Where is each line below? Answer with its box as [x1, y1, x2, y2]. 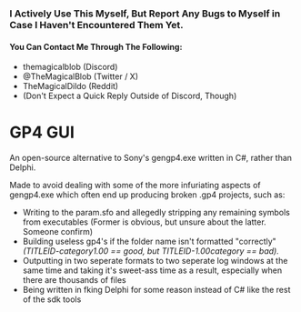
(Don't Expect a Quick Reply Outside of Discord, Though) [22, 90, 237, 102]
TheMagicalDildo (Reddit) [22, 81, 119, 92]
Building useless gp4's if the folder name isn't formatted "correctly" [22, 236, 277, 247]
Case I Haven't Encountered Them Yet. [9, 18, 184, 31]
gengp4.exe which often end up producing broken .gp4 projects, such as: [9, 189, 286, 200]
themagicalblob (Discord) [22, 62, 118, 73]
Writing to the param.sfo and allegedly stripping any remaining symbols [22, 207, 291, 218]
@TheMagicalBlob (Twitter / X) [22, 71, 139, 82]
